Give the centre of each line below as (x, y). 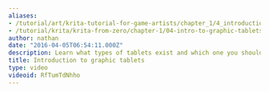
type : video (28, 68)
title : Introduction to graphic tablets (77, 61)
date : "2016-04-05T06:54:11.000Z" (66, 46)
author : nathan (34, 38)
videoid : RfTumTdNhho (44, 75)
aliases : (23, 16)
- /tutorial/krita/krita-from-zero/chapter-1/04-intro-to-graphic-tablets (136, 30)
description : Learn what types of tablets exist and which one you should (136, 53)
